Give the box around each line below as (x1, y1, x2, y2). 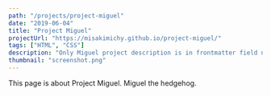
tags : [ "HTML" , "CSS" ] (8, 42, 85, 50)
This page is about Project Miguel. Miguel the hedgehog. (8, 78, 197, 88)
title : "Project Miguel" (8, 26, 92, 34)
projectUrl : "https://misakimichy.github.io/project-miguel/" (8, 34, 222, 42)
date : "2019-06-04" (8, 19, 74, 27)
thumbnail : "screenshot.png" (8, 57, 106, 65)
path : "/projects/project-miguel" (8, 11, 125, 20)
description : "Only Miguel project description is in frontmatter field (8, 49, 258, 57)
